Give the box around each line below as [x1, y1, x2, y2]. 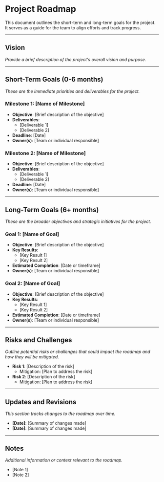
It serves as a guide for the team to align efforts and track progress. [5, 24, 141, 30]
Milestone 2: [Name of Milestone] [5, 150, 86, 156]
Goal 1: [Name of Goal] [5, 231, 60, 238]
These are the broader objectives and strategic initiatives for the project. [5, 219, 151, 224]
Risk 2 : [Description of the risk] [12, 374, 76, 380]
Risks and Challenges [5, 336, 72, 344]
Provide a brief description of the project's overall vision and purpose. [5, 56, 146, 62]
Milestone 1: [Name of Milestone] [5, 100, 85, 107]
